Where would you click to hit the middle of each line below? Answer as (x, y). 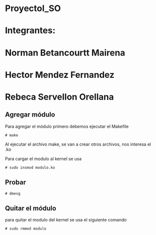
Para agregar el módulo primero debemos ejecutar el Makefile (67, 126)
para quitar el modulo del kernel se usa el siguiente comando (66, 220)
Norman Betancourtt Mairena (65, 52)
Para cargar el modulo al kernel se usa (43, 159)
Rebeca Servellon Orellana (60, 97)
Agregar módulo (30, 115)
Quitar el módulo (31, 208)
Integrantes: (30, 31)
